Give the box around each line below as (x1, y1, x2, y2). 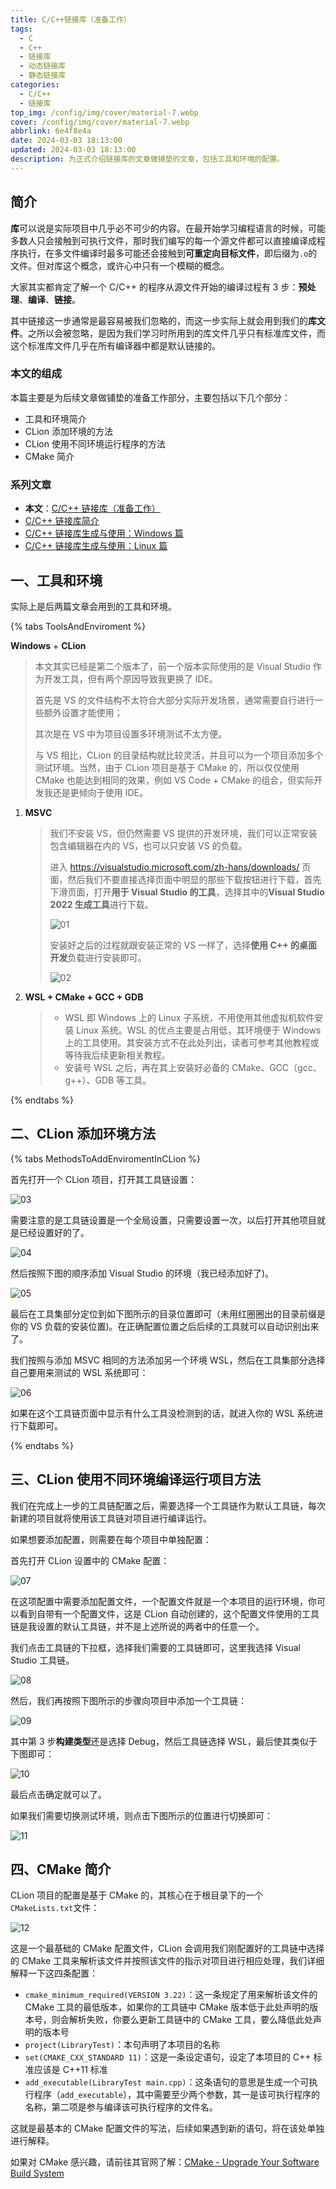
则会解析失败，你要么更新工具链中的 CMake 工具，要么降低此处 (51, 2014, 313, 2026)
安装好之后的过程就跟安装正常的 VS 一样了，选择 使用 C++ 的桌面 (49, 939, 318, 951)
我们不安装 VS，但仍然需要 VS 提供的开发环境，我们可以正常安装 (49, 827, 318, 839)
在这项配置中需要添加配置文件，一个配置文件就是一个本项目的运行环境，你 (10, 1595, 317, 1607)
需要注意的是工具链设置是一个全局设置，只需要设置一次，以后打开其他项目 (10, 1214, 317, 1226)
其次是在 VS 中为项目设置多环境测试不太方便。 (34, 727, 228, 740)
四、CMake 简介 (10, 1861, 112, 1878)
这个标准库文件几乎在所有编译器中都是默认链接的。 (10, 339, 221, 351)
